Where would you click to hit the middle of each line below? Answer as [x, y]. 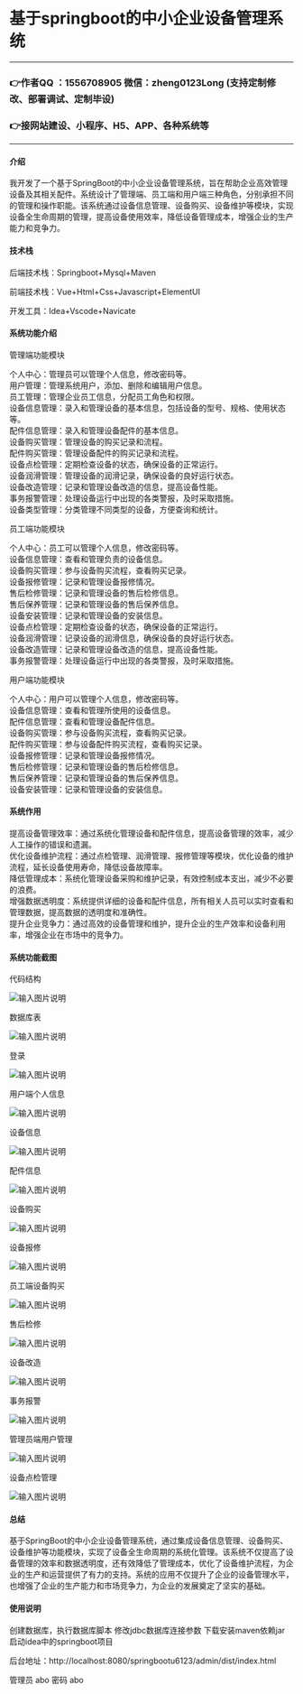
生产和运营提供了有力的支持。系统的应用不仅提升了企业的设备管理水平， [159, 1575]
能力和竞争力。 [37, 228]
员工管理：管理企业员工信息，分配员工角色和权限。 [104, 396]
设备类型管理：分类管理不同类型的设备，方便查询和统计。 [116, 509]
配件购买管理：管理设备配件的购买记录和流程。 [96, 453]
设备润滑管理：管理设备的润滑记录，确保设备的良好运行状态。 [124, 476]
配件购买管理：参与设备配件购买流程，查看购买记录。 [108, 744]
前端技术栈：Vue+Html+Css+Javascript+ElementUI [105, 292]
